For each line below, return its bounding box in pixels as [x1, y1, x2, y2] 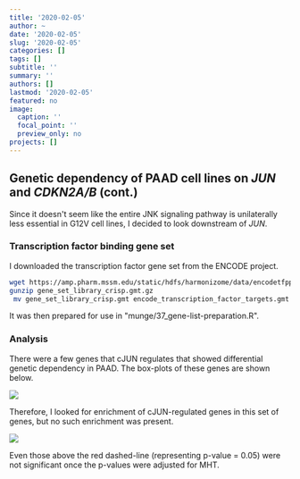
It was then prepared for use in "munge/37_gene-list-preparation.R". [9, 310, 260, 322]
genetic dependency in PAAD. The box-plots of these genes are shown [9, 363, 271, 374]
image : [9, 105, 34, 113]
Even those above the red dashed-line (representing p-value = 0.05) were [9, 450, 281, 460]
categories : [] [9, 46, 66, 55]
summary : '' [9, 71, 54, 80]
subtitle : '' [9, 63, 58, 72]
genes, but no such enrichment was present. [9, 416, 174, 426]
